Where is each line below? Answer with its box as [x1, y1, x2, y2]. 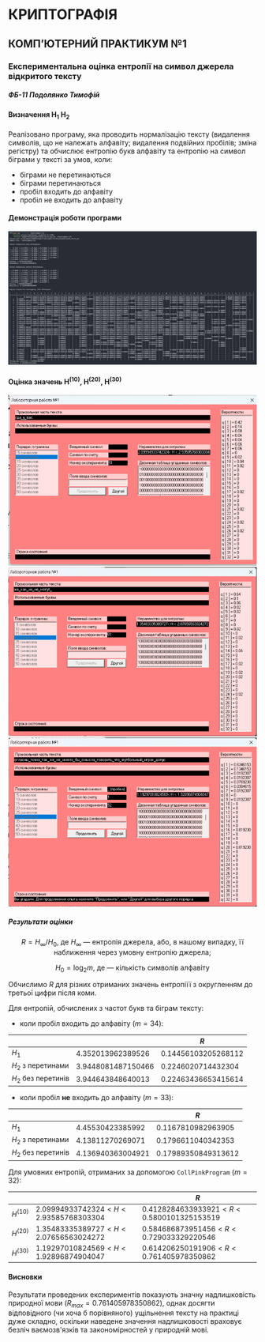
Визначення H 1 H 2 [8, 110, 70, 122]
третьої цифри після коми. [8, 988, 97, 997]
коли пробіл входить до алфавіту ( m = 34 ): [19, 1019, 164, 1028]
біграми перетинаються [19, 178, 101, 187]
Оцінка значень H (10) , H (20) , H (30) [8, 375, 122, 386]
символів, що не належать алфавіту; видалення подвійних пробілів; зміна [8, 138, 257, 147]
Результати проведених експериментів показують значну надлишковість [8, 1290, 256, 1299]
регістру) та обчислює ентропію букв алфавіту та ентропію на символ [8, 146, 246, 156]
